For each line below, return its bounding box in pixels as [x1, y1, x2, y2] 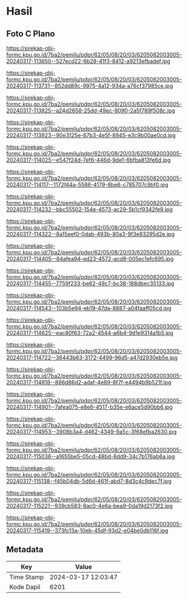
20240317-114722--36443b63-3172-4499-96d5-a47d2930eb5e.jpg [6, 354, 178, 361]
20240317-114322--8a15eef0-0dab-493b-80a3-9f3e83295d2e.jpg [6, 230, 175, 238]
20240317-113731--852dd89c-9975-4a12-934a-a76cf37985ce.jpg [6, 82, 173, 89]
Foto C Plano [6, 29, 55, 39]
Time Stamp [9, 573, 44, 581]
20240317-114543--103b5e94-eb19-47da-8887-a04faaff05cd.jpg [6, 305, 172, 311]
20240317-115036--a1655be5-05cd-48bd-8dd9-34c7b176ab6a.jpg [6, 453, 175, 460]
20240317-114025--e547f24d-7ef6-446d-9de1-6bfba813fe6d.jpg [6, 156, 171, 164]
